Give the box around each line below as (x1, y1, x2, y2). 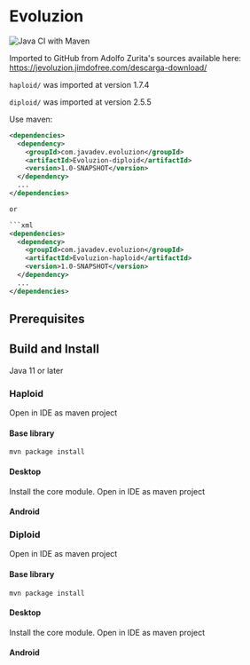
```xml (9, 220, 34, 230)
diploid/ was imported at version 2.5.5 (9, 96, 152, 107)
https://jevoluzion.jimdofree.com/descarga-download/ (9, 62, 207, 73)
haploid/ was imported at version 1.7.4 (9, 79, 150, 90)
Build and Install (9, 342, 100, 357)
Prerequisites (9, 312, 85, 327)
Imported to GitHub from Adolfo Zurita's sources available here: (9, 52, 242, 63)
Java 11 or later (9, 365, 64, 376)
